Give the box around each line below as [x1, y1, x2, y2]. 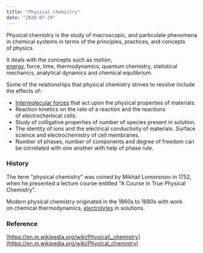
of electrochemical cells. [15, 112, 77, 119]
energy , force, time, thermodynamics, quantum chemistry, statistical [6, 62, 178, 70]
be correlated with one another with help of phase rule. [15, 144, 154, 151]
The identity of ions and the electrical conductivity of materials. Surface [15, 125, 196, 132]
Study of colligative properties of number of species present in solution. [15, 118, 196, 125]
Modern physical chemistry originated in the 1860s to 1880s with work [6, 198, 183, 205]
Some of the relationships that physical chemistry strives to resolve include [6, 80, 195, 88]
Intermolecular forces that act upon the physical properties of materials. [15, 99, 196, 106]
